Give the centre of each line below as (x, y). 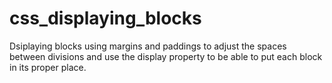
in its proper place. (48, 67)
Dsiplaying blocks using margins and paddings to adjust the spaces (148, 46)
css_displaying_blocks (105, 18)
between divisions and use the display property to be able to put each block (166, 56)
